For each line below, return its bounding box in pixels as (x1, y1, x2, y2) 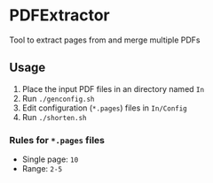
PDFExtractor (9, 5, 111, 26)
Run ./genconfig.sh (21, 93, 95, 103)
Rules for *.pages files (9, 133, 105, 146)
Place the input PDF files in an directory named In (21, 83, 205, 94)
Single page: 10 (21, 154, 79, 164)
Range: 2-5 (21, 164, 63, 174)
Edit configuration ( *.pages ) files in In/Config (21, 103, 188, 113)
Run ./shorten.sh (21, 111, 87, 122)
